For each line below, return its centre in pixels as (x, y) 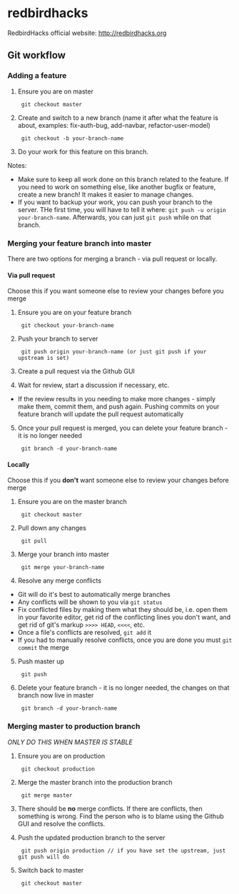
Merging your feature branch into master (80, 243)
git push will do (44, 857)
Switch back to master (51, 870)
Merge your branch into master (63, 554)
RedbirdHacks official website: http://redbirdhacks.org (87, 33)
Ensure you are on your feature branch (75, 313)
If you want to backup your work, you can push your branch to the (115, 202)
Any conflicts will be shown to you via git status (90, 602)
